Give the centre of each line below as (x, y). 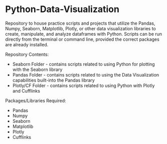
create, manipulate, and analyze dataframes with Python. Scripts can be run (83, 34)
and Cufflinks (26, 91)
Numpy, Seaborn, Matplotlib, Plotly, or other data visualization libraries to (81, 28)
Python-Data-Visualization (62, 9)
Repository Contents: (27, 54)
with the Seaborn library (37, 69)
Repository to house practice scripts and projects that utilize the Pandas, (80, 23)
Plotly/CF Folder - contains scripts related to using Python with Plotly (83, 85)
